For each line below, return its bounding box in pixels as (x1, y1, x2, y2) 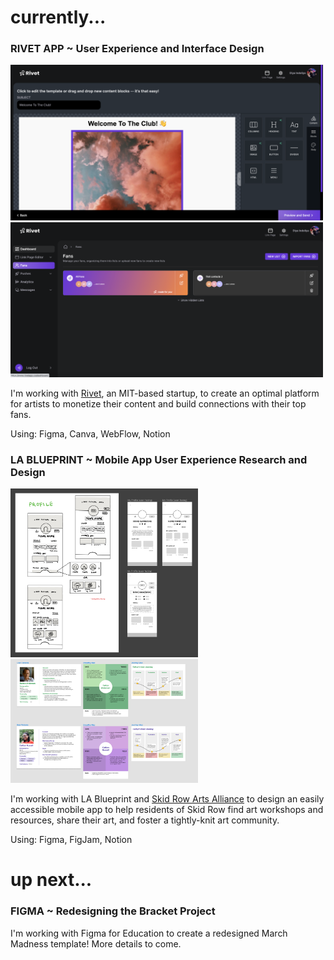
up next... (10, 869, 93, 891)
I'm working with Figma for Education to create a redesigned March (10, 927, 288, 939)
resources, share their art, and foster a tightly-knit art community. (10, 814, 280, 826)
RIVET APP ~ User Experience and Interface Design (10, 42, 265, 56)
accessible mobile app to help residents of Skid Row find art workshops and (10, 804, 324, 816)
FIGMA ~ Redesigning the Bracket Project (10, 904, 216, 918)
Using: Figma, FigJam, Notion (10, 834, 133, 846)
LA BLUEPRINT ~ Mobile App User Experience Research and (10, 452, 308, 466)
